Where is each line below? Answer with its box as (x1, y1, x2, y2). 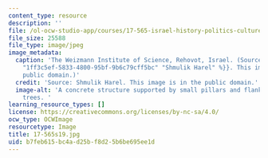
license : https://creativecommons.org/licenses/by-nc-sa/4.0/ (8, 109, 219, 117)
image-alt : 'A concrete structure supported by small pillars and (15, 85, 241, 94)
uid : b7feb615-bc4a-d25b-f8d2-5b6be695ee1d (8, 137, 156, 146)
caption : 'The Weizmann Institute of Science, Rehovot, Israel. (15, 57, 234, 65)
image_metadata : (8, 49, 62, 57)
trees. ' (22, 93, 52, 101)
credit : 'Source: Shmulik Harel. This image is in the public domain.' (15, 78, 259, 86)
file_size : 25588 (8, 34, 66, 42)
